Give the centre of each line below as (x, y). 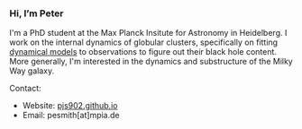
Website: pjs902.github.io (70, 106)
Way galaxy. (32, 71)
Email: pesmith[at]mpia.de (71, 116)
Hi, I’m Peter (37, 13)
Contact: (26, 89)
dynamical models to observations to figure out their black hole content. (143, 52)
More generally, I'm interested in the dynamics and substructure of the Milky (151, 62)
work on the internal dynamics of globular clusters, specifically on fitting (143, 42)
